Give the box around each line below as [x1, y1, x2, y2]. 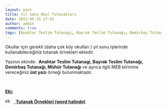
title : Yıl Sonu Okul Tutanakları [5, 12, 77, 17]
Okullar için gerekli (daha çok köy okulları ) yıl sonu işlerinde [5, 44, 128, 50]
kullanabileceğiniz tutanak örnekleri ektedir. [5, 49, 94, 55]
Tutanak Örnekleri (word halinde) [15, 99, 86, 105]
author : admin [5, 21, 35, 26]
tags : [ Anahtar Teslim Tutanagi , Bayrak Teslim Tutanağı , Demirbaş [5, 30, 148, 35]
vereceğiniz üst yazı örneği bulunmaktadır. [5, 69, 93, 75]
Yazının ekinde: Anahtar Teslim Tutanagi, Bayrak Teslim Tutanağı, [5, 59, 144, 64]
